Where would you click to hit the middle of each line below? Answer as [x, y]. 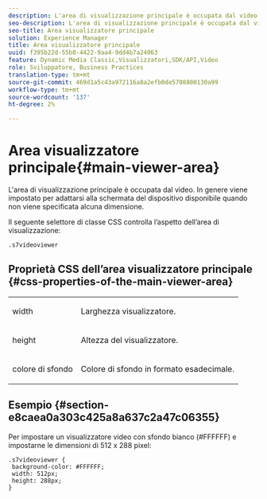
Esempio [30, 405]
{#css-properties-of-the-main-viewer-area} [121, 282]
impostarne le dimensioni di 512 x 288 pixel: [80, 445]
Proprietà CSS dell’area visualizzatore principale [130, 269]
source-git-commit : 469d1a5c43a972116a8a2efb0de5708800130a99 [113, 82]
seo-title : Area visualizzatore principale [81, 30]
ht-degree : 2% [32, 104]
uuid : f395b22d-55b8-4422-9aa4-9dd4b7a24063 [83, 53]
